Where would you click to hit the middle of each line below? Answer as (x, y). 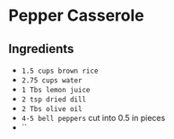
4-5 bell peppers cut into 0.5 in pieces (93, 118)
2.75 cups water (52, 81)
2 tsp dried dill (54, 100)
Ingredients (41, 49)
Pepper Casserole (76, 16)
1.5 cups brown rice (60, 71)
